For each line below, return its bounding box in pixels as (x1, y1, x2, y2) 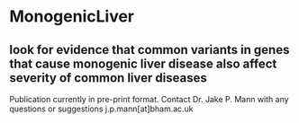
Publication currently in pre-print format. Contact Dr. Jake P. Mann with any (9, 94, 290, 104)
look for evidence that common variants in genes (9, 42, 290, 57)
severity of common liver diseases (9, 70, 207, 85)
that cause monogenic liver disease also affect (9, 56, 277, 71)
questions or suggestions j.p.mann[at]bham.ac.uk (9, 103, 194, 114)
